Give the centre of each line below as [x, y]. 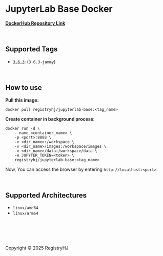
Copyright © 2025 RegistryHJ [37, 248]
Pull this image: [22, 100]
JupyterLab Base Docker [59, 9]
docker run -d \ [23, 128]
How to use [24, 88]
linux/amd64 [25, 208]
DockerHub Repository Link [35, 23]
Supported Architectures [46, 195]
